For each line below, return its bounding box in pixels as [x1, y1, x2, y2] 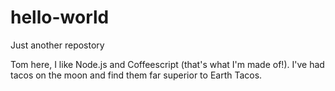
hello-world [10, 6, 110, 29]
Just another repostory [10, 39, 105, 51]
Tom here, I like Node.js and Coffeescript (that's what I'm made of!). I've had [10, 58, 325, 70]
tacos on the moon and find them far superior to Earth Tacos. [10, 69, 263, 81]
